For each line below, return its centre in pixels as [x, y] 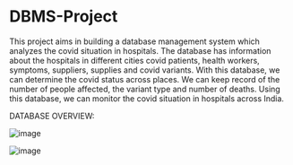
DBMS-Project [64, 17]
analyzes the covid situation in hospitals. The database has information [140, 50]
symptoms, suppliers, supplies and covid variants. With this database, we [145, 70]
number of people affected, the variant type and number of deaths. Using [145, 89]
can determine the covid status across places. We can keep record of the [145, 79]
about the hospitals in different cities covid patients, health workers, [134, 60]
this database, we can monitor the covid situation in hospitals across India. [147, 98]
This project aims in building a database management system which [134, 41]
